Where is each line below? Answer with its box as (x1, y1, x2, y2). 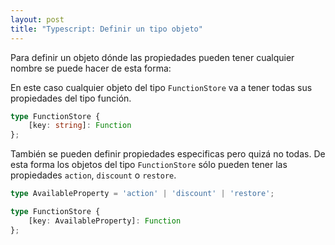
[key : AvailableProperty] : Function (28, 216, 182, 226)
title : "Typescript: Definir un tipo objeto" (10, 24, 203, 34)
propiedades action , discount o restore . (10, 169, 177, 181)
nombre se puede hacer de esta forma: (10, 62, 172, 74)
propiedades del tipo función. (10, 92, 132, 104)
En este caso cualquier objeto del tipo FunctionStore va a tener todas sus (10, 81, 313, 93)
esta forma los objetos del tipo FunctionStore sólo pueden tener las (10, 159, 288, 171)
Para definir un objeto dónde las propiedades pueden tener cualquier (10, 51, 295, 63)
